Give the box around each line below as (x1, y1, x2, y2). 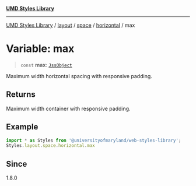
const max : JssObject (20, 61, 72, 68)
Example (6, 122, 38, 132)
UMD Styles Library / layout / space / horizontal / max (6, 22, 135, 29)
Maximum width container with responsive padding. (6, 105, 131, 112)
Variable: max (6, 42, 75, 55)
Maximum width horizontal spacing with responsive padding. (6, 72, 153, 79)
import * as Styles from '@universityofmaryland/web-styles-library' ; (6, 137, 181, 143)
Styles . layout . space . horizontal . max (6, 143, 95, 149)
